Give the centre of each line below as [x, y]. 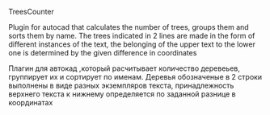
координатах [31, 103]
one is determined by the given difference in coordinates [103, 53]
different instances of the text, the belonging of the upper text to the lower [132, 44]
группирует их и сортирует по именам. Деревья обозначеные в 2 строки [135, 77]
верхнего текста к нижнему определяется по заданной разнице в [122, 94]
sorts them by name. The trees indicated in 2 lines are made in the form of [132, 36]
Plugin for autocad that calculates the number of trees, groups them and [129, 27]
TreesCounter [32, 12]
